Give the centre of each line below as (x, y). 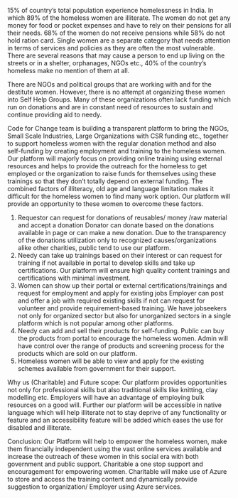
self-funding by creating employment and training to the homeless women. (117, 151)
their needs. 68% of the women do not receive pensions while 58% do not (116, 33)
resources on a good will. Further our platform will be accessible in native (115, 405)
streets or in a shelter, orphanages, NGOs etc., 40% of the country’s (107, 63)
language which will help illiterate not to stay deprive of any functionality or (117, 412)
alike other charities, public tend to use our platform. (94, 248)
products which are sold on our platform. (77, 353)
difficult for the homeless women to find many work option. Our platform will (119, 196)
